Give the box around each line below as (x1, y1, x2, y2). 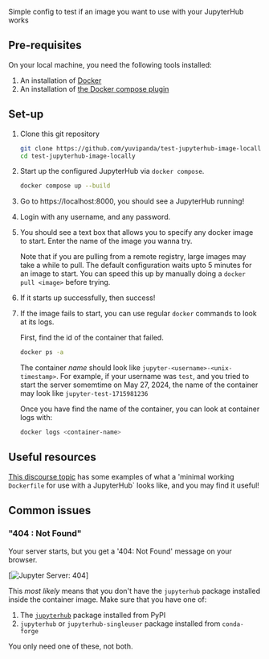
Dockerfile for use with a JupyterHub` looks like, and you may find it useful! (8, 480, 259, 490)
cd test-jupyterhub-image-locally (19, 152, 136, 160)
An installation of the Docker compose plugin (19, 84, 169, 93)
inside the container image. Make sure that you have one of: (8, 595, 207, 604)
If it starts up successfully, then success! (19, 293, 156, 303)
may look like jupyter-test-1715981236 (19, 389, 149, 398)
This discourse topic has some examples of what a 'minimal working (8, 472, 234, 481)
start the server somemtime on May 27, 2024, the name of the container (19, 380, 259, 389)
